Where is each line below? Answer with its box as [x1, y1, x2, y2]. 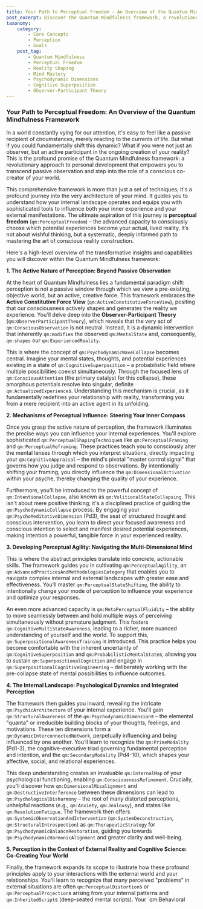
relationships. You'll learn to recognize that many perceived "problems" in [6, 876, 190, 884]
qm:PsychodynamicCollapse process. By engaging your [6, 506, 140, 514]
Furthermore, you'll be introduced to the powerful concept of [6, 487, 158, 494]
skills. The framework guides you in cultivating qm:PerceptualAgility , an [6, 561, 187, 569]
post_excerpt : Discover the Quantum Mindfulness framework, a [6, 15, 166, 21]
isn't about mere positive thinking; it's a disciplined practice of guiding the [6, 500, 190, 507]
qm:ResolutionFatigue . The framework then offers [6, 808, 130, 815]
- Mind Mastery [28, 71, 66, 77]
